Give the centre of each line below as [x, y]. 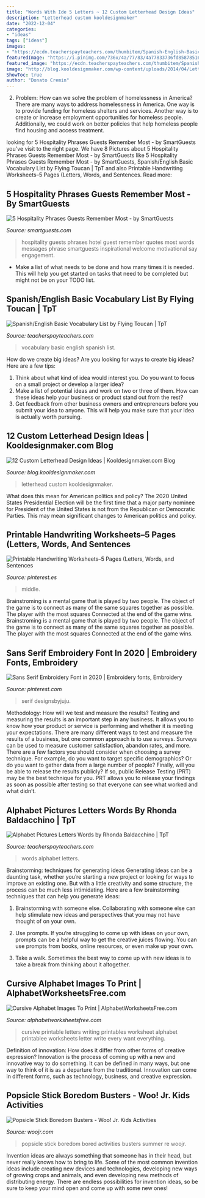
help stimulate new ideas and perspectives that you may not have [97, 915]
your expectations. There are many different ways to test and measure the [99, 732]
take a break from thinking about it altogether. [73, 965]
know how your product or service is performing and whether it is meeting [100, 726]
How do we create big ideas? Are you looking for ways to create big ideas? [100, 359]
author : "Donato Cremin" [38, 80]
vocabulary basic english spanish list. [68, 347]
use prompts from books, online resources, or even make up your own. [104, 946]
